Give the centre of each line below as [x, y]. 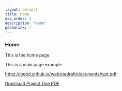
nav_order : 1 [18, 18]
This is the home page [27, 55]
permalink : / [18, 28]
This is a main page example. [34, 65]
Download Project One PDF [32, 84]
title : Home [17, 14]
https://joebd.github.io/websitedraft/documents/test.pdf [61, 74]
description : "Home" [26, 23]
